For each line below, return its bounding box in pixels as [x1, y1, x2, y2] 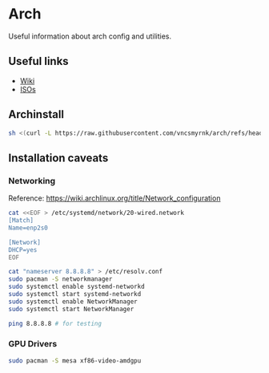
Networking [8, 175, 56, 186]
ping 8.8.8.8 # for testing [8, 319, 102, 327]
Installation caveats [8, 151, 109, 164]
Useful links [8, 55, 70, 68]
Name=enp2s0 [8, 224, 48, 232]
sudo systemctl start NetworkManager [8, 305, 134, 313]
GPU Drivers [8, 339, 58, 350]
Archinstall [8, 107, 65, 121]
